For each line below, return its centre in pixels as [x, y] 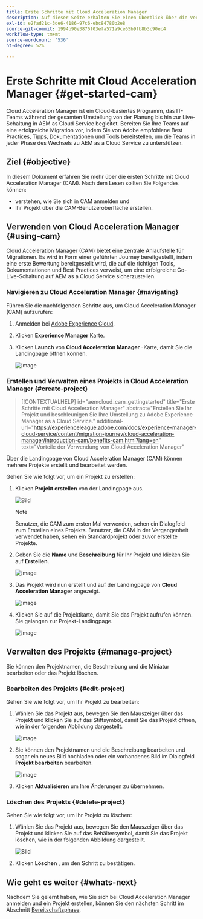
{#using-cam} [34, 236]
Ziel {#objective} [39, 162]
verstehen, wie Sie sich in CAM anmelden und [72, 201]
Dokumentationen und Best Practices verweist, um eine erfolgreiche [91, 270]
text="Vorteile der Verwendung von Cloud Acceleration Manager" [103, 447]
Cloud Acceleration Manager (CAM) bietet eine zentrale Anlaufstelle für [95, 251]
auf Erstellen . [32, 561]
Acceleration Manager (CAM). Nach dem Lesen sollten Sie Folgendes [93, 183]
